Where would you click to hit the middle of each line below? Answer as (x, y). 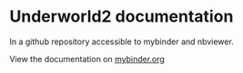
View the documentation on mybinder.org (87, 59)
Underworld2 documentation (121, 17)
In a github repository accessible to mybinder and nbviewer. (121, 41)
